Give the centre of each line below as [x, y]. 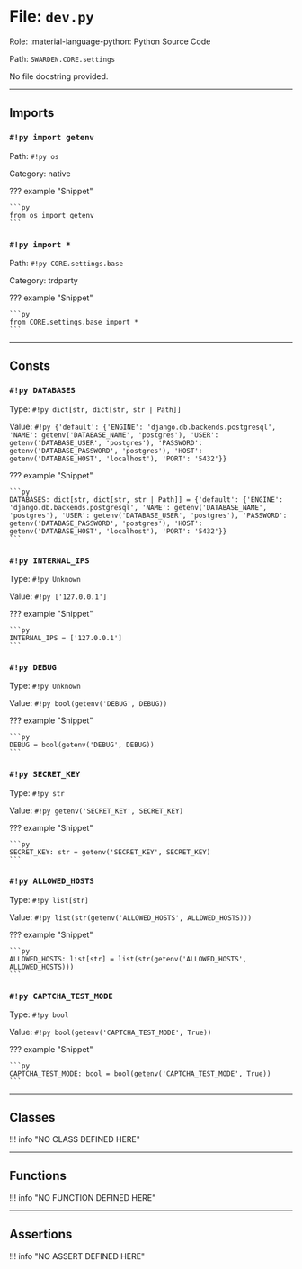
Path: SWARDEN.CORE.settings [62, 58]
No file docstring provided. [59, 76]
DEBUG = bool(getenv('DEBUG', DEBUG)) [82, 745]
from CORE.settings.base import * [74, 322]
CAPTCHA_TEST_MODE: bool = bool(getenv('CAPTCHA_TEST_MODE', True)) [140, 1074]
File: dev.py [52, 17]
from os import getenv [52, 215]
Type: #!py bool [39, 1014]
